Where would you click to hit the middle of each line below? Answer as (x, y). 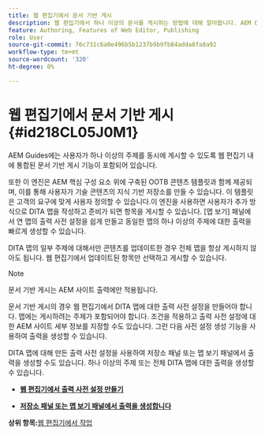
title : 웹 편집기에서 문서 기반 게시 (60, 15)
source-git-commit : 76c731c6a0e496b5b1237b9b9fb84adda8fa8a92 (112, 45)
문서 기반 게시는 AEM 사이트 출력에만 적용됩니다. (83, 289)
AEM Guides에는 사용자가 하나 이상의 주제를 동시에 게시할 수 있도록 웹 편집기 (127, 155)
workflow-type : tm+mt (44, 52)
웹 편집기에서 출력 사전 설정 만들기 (71, 389)
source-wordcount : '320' (49, 60)
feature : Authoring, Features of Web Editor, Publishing (104, 30)
